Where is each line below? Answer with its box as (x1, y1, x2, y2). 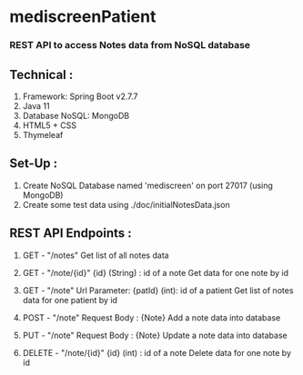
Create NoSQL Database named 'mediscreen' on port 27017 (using (22, 180, 273, 191)
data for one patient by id (22, 294, 118, 305)
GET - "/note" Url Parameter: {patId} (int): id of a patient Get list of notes (22, 284, 294, 296)
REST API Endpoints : (9, 225, 132, 242)
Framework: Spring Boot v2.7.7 (22, 91, 138, 102)
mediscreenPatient (9, 6, 157, 27)
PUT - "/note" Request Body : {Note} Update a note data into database (22, 330, 288, 340)
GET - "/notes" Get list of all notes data (22, 250, 170, 261)
